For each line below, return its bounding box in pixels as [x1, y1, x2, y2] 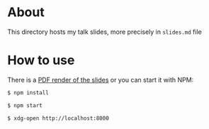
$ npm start [7, 102, 43, 109]
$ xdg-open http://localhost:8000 [7, 114, 110, 122]
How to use [7, 52, 75, 68]
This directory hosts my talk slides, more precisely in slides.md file [7, 27, 202, 36]
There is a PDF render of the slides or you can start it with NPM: [7, 75, 194, 84]
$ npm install [7, 89, 50, 96]
